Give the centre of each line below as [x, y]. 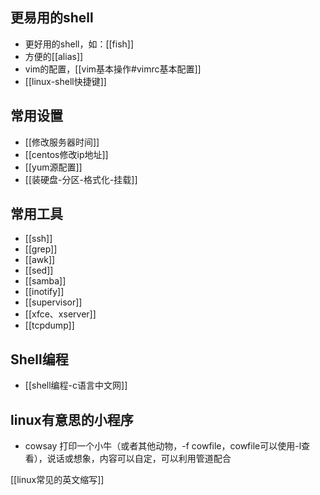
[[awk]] [40, 260]
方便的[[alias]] [54, 56]
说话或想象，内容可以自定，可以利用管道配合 [139, 459]
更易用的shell [52, 18]
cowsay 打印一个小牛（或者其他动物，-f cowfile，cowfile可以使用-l [163, 446]
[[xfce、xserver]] [60, 314]
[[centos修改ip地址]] [66, 154]
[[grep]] [41, 249]
